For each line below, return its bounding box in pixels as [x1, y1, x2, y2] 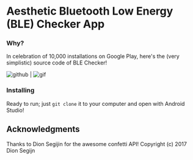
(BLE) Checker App [6, 17, 105, 31]
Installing [6, 86, 35, 95]
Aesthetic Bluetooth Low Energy [6, 4, 173, 18]
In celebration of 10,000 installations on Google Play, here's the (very [6, 53, 180, 60]
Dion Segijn [6, 147, 35, 154]
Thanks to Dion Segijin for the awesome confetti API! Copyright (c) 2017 [6, 140, 188, 147]
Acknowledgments [6, 124, 81, 134]
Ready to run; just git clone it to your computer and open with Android [6, 100, 185, 107]
